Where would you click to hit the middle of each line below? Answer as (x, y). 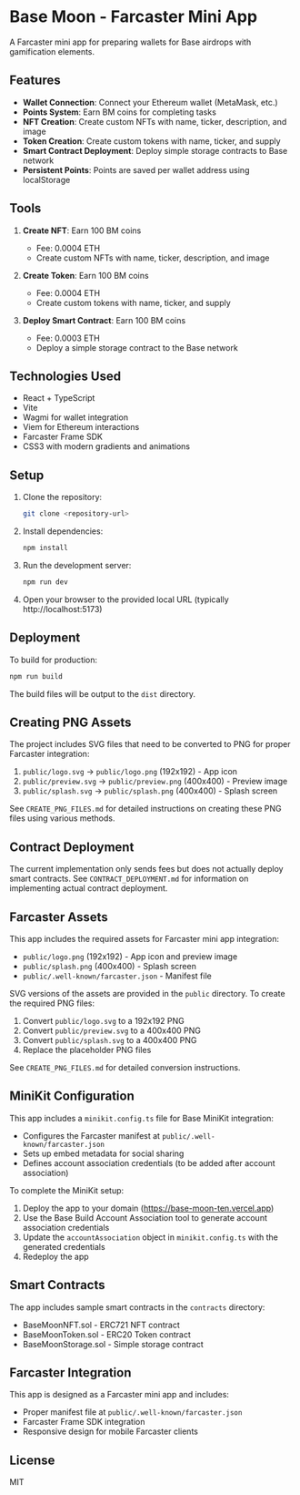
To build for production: (54, 660)
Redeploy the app (55, 1256)
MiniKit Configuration (72, 1096)
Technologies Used (65, 376)
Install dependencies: (63, 531)
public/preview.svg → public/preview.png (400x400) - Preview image (155, 782)
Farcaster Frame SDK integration (84, 1422)
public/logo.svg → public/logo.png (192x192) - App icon (130, 772)
